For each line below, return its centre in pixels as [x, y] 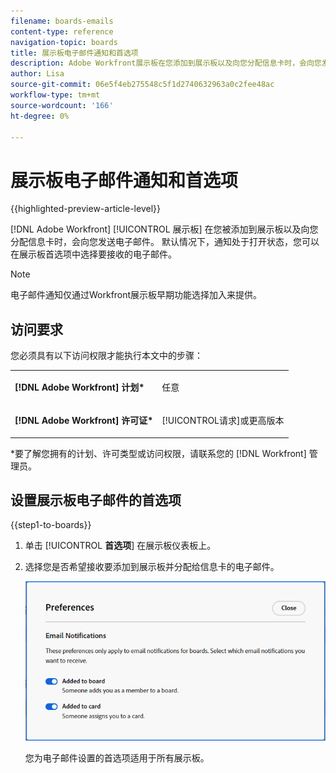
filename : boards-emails [62, 21]
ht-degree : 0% [40, 116]
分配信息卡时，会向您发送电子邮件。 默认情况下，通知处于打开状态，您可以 [165, 242]
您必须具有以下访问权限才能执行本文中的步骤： [106, 356]
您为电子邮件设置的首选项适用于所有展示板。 [117, 757]
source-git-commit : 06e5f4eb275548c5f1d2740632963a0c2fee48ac [142, 85]
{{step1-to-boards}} [51, 525]
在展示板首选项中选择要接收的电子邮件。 [93, 254]
